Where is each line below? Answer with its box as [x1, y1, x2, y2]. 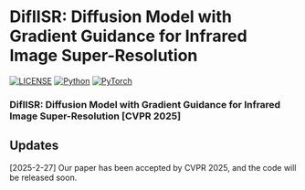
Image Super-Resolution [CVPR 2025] [9, 110, 181, 122]
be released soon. [9, 172, 78, 183]
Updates [9, 138, 59, 153]
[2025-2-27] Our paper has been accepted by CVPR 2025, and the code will [9, 162, 297, 173]
